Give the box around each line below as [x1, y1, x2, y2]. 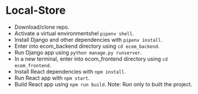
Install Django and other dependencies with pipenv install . [14, 36, 163, 43]
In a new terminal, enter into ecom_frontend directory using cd [14, 55, 169, 62]
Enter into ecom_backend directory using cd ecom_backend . [14, 43, 160, 50]
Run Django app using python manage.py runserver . [14, 48, 142, 56]
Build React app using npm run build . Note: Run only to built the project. [14, 80, 193, 87]
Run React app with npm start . [14, 74, 90, 81]
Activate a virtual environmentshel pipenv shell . [14, 29, 134, 37]
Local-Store [5, 4, 66, 17]
